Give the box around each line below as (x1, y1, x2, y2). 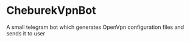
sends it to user (6, 29, 46, 37)
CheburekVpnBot (6, 4, 96, 17)
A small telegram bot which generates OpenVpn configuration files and (6, 23, 185, 31)
